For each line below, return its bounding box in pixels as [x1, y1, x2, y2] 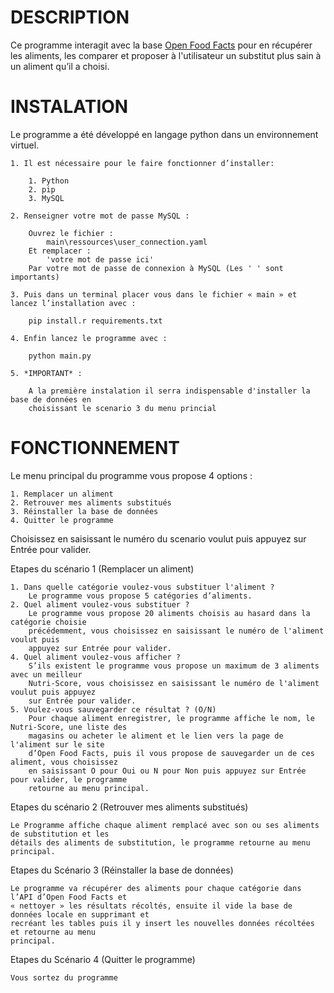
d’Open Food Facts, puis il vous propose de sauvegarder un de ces [28, 748, 315, 758]
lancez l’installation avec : [10, 298, 137, 308]
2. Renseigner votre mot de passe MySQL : [10, 211, 190, 221]
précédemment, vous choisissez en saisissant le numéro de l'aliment [28, 626, 325, 636]
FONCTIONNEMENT [10, 437, 181, 460]
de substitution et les [10, 829, 110, 839]
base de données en [10, 394, 92, 405]
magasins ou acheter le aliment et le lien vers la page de [28, 731, 284, 741]
